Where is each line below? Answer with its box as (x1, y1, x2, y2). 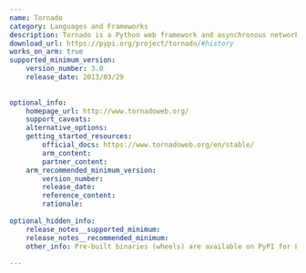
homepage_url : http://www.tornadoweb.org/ (25, 106, 189, 116)
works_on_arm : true (9, 47, 84, 56)
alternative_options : (25, 124, 107, 133)
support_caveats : (25, 115, 92, 124)
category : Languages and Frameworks (9, 22, 148, 31)
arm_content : (42, 148, 92, 157)
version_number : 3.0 (25, 65, 104, 74)
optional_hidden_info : (9, 216, 96, 226)
